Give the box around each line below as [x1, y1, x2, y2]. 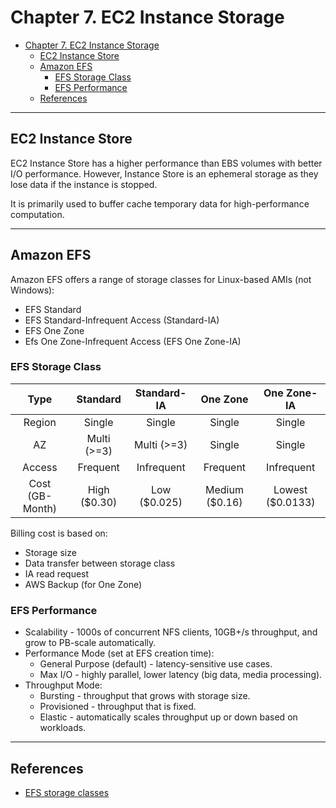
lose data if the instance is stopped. [10, 178, 158, 190]
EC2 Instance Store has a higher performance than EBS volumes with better [10, 157, 323, 169]
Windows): [10, 284, 55, 296]
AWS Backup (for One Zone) [24, 578, 143, 590]
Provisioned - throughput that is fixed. [39, 701, 197, 713]
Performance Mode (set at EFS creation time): [24, 647, 215, 660]
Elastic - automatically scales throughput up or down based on [39, 711, 298, 723]
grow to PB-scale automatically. [24, 637, 157, 649]
